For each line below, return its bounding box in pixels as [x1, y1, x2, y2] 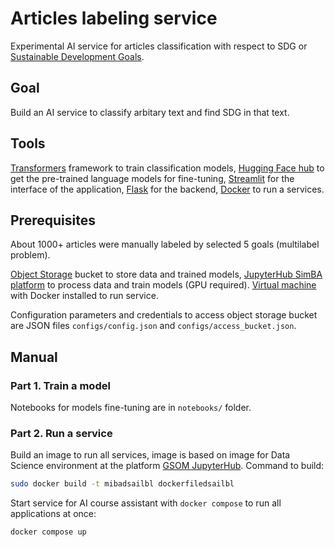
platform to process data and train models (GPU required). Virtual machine [10, 279, 317, 291]
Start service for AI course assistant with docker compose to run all [10, 497, 282, 509]
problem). [10, 249, 51, 261]
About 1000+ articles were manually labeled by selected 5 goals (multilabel [10, 238, 320, 251]
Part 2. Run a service [10, 426, 113, 440]
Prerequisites [10, 212, 96, 229]
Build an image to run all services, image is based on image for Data [10, 449, 291, 461]
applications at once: [10, 508, 97, 520]
